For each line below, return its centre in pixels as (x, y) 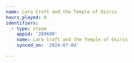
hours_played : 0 (26, 17)
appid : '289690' (37, 34)
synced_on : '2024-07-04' (48, 46)
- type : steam (29, 28)
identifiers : (22, 23)
